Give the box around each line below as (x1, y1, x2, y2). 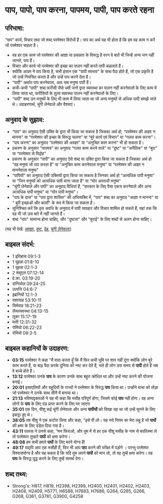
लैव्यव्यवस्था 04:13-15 (12, 308, 49, 314)
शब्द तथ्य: (5, 470, 28, 478)
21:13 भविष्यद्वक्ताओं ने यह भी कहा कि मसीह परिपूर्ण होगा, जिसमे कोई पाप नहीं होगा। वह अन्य (12, 396, 154, 401)
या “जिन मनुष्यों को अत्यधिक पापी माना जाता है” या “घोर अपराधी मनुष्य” (12, 178, 121, 184)
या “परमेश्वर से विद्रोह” (12, 150, 46, 156)
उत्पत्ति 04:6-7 (12, 286, 37, 292)
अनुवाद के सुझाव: (5, 116, 45, 124)
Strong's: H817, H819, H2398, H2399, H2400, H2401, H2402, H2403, (12, 483, 151, 489)
